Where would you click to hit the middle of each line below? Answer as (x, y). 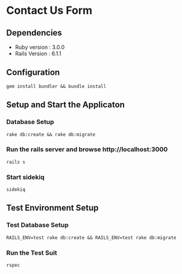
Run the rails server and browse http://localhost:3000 (87, 149)
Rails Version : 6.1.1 (38, 54)
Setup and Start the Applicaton (66, 105)
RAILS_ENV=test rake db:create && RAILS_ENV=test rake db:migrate (91, 238)
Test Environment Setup (52, 208)
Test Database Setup (37, 225)
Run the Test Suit (32, 252)
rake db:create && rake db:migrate (51, 134)
